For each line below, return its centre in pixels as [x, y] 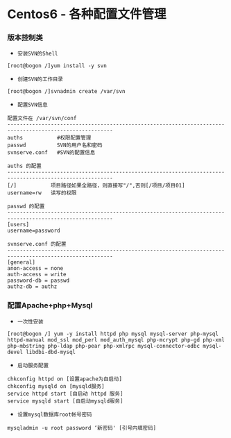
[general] [22, 262]
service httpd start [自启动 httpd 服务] [65, 394]
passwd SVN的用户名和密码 [55, 145]
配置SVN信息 [32, 105]
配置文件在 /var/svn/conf [42, 119]
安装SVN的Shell [37, 54]
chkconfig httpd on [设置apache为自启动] [65, 379]
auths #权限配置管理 [49, 138]
